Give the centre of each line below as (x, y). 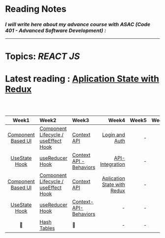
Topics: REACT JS (42, 56)
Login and (114, 135)
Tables (47, 228)
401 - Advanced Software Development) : (56, 30)
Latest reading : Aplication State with (82, 78)
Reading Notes (36, 9)
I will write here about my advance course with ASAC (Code (78, 25)
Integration (112, 164)
